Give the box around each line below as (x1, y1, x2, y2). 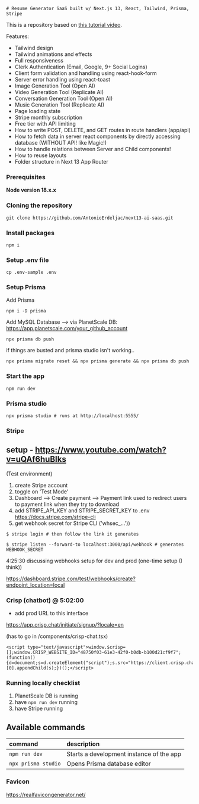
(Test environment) (6, 470, 53, 477)
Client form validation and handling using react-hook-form (14, 70, 157, 77)
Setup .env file (6, 256, 49, 264)
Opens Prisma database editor (66, 759, 151, 768)
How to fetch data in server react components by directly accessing (14, 133, 181, 140)
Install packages (6, 229, 55, 237)
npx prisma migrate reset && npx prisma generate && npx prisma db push (6, 358, 190, 364)
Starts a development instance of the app (66, 750, 182, 758)
